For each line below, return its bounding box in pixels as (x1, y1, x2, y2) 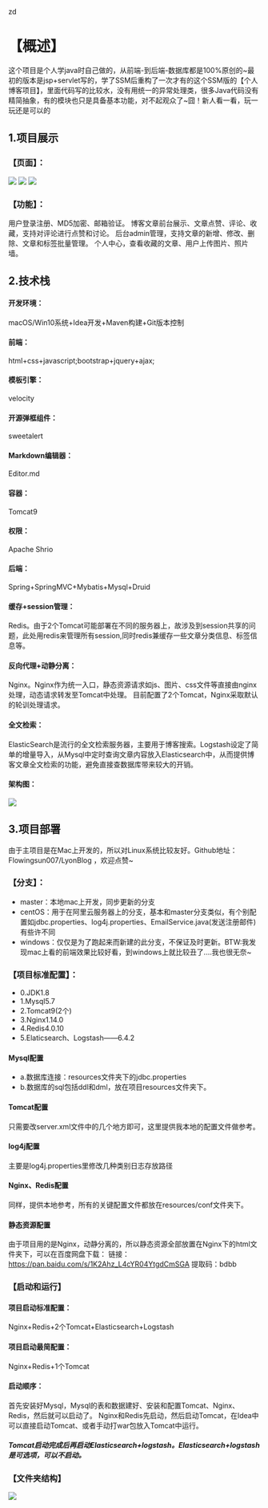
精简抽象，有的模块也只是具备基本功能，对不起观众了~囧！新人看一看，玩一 (8, 96, 258, 105)
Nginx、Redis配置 (8, 1181, 69, 1190)
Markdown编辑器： (8, 450, 74, 460)
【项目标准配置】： (8, 969, 78, 980)
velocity (8, 393, 34, 403)
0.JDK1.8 (19, 988, 50, 998)
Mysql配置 (8, 1053, 44, 1063)
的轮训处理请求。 (8, 700, 65, 709)
